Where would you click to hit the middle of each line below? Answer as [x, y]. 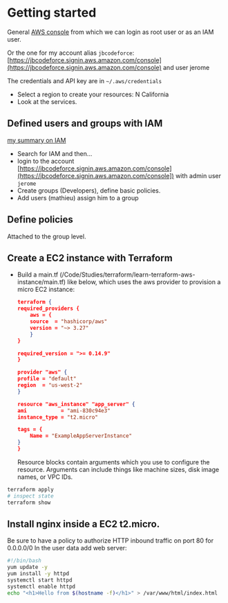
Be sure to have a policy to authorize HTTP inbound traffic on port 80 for [111, 541]
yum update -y [28, 567]
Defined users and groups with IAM [85, 124]
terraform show [29, 503]
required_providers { [48, 309]
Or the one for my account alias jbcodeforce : [71, 53]
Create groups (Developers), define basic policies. [89, 190]
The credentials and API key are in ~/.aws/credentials [85, 80]
